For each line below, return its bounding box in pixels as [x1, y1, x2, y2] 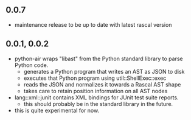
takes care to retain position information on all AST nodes [23, 87, 168, 94]
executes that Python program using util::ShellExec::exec [23, 74, 167, 82]
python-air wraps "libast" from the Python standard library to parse [14, 55, 183, 62]
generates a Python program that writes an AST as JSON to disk [23, 68, 185, 75]
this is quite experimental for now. [14, 107, 100, 114]
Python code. [14, 61, 49, 69]
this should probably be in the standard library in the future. [23, 100, 173, 107]
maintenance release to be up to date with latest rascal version [14, 21, 172, 28]
